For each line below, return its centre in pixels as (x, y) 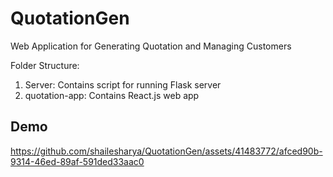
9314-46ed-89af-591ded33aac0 (77, 161)
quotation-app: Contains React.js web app (112, 95)
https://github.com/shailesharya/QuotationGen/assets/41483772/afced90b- (166, 151)
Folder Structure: (45, 65)
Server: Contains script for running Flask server (123, 84)
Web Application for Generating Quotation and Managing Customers (151, 46)
